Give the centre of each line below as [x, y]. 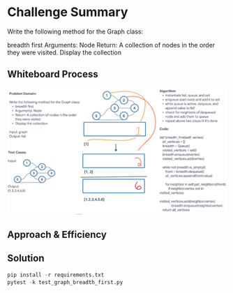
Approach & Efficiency [57, 234]
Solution [26, 258]
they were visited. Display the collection [65, 52]
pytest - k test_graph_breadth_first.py [65, 283]
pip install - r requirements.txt [56, 275]
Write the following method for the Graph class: [75, 31]
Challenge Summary [68, 12]
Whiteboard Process [53, 74]
